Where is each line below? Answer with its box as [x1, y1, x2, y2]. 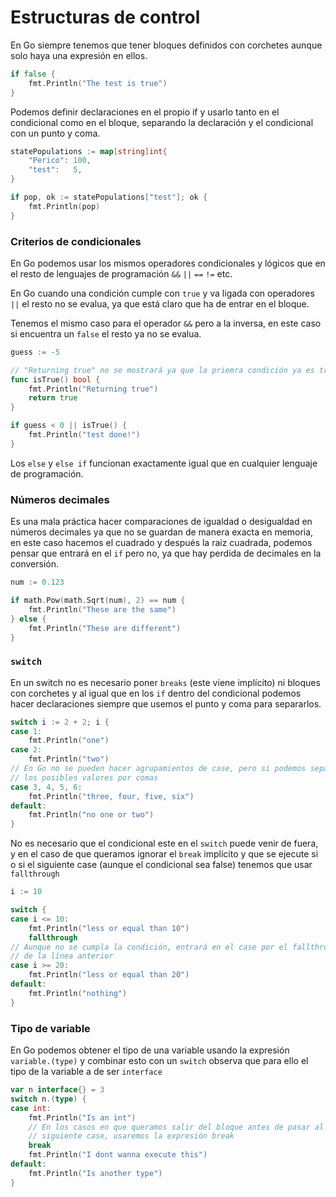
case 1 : [10, 726, 43, 736]
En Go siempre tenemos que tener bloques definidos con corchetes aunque [10, 39, 323, 51]
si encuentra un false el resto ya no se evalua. [10, 327, 202, 340]
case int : [10, 1103, 52, 1113]
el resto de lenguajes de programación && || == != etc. [10, 267, 233, 280]
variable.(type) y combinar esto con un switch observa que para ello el [10, 1055, 309, 1066]
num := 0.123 [10, 577, 65, 588]
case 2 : [10, 745, 43, 755]
